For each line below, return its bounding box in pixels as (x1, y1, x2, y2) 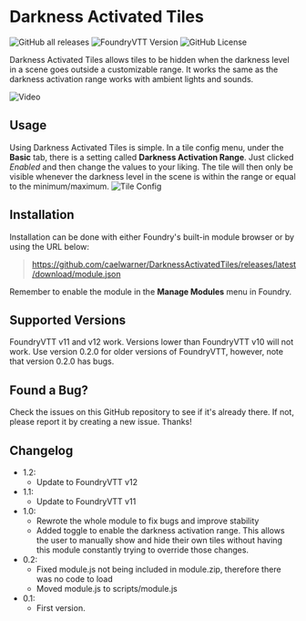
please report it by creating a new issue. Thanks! (9, 417, 193, 428)
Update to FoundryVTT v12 (36, 477, 138, 487)
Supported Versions (9, 312, 126, 327)
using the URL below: (9, 241, 89, 252)
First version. (36, 603, 86, 613)
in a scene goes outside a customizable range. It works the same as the (9, 64, 279, 75)
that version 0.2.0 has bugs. (9, 356, 115, 367)
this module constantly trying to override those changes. (36, 544, 249, 555)
